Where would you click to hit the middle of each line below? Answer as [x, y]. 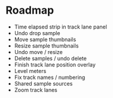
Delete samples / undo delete [51, 58]
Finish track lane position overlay [55, 64]
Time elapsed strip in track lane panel [60, 27]
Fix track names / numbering [50, 77]
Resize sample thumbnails [46, 46]
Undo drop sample [37, 33]
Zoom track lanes [36, 90]
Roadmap [30, 10]
